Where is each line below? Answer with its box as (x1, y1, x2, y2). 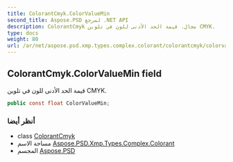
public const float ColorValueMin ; (7, 100, 110, 107)
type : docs (7, 29, 39, 37)
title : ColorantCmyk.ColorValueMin (7, 10, 110, 17)
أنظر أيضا (7, 116, 35, 125)
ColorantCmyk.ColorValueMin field (7, 68, 162, 80)
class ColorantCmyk (17, 132, 76, 140)
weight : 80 (7, 36, 39, 43)
